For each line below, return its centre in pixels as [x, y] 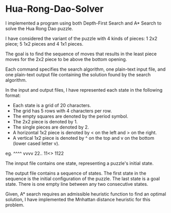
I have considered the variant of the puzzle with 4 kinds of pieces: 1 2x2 [81, 38]
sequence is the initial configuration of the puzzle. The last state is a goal [83, 178]
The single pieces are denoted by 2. [51, 127]
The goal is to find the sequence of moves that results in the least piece [81, 54]
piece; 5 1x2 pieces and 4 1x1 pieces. [44, 44]
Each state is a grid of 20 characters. [52, 105]
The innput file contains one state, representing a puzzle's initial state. [80, 163]
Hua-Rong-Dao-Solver [54, 9]
